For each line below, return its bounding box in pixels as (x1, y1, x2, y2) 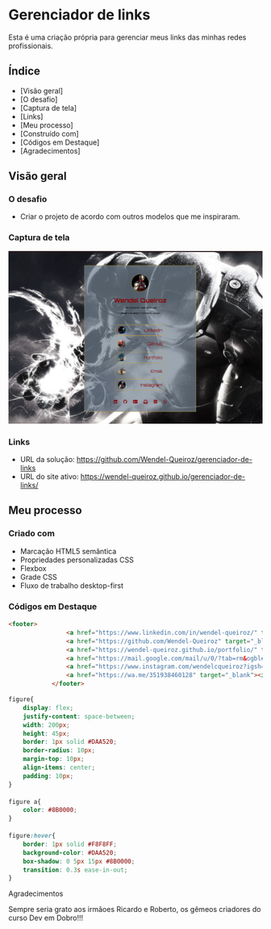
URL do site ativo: (19, 472, 79, 481)
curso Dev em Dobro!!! (8, 913, 84, 923)
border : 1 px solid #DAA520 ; (23, 738, 117, 746)
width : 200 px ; (23, 721, 70, 729)
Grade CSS (19, 572, 58, 582)
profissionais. (8, 40, 54, 50)
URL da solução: (19, 455, 75, 464)
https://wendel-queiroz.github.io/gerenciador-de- (80, 472, 246, 481)
